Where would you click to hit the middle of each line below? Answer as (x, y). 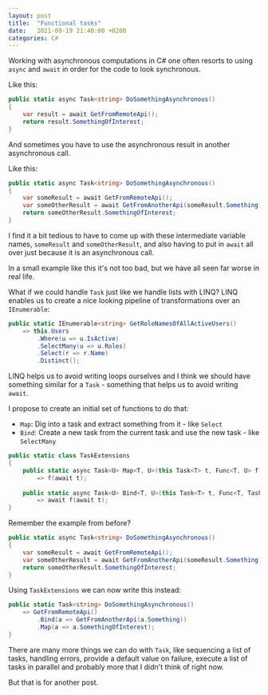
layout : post (30, 16)
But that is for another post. (53, 682)
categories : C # (33, 38)
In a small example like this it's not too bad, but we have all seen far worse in (134, 268)
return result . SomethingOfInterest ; (84, 122)
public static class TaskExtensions (69, 456)
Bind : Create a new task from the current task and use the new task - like (140, 433)
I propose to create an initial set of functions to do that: (99, 409)
